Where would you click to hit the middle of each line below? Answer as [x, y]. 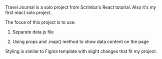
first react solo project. [29, 12]
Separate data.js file [33, 32]
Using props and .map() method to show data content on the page [80, 41]
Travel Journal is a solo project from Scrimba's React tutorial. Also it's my [81, 7]
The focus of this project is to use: [40, 22]
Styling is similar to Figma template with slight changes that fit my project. [81, 51]
